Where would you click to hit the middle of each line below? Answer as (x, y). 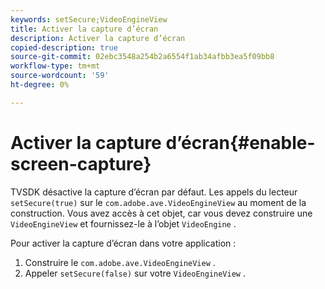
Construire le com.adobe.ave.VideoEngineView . (120, 262)
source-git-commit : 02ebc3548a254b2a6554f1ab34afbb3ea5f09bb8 (142, 57)
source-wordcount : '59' (60, 76)
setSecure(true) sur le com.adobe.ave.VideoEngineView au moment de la (158, 202)
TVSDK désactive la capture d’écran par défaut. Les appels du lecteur (154, 192)
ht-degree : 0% (40, 85)
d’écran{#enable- (240, 142)
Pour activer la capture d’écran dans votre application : (123, 243)
